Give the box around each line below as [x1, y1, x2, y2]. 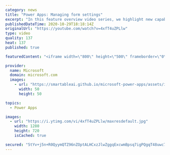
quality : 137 [5, 36, 33, 41]
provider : [5, 63, 26, 68]
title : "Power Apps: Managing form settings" [5, 12, 103, 17]
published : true [5, 45, 39, 50]
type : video [5, 31, 30, 36]
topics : [5, 100, 22, 106]
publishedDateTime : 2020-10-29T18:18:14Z [5, 21, 94, 27]
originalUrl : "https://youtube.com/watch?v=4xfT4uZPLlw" [5, 26, 128, 31]
